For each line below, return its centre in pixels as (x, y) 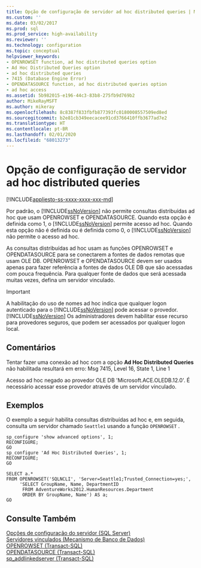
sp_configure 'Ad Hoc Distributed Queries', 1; (67, 453)
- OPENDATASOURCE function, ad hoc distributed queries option (87, 85)
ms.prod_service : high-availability (52, 34)
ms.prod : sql (22, 29)
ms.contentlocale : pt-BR (37, 129)
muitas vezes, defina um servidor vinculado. (61, 280)
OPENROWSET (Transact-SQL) (44, 546)
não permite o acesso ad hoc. (43, 236)
